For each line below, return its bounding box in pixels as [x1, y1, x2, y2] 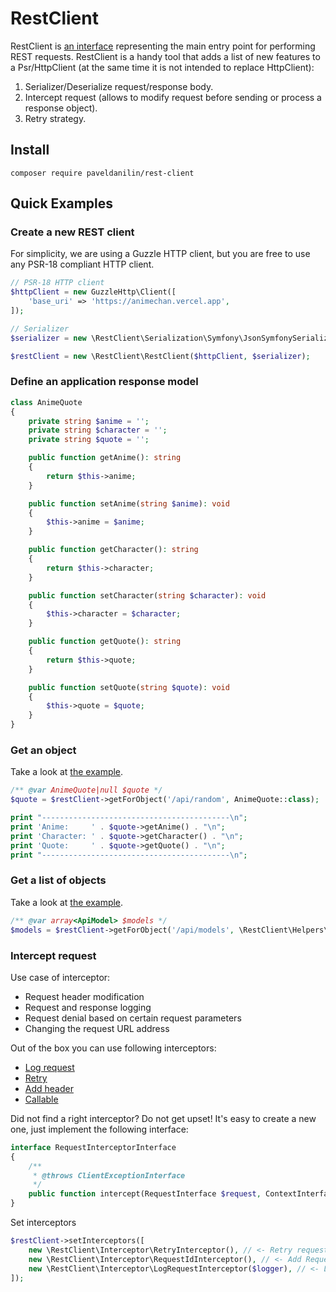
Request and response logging [24, 1001, 152, 1013]
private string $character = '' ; [28, 425, 168, 436]
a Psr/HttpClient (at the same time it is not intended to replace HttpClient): [10, 61, 315, 73]
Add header [24, 1082, 74, 1094]
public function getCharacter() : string [28, 545, 199, 555]
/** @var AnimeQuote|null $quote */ [10, 785, 163, 796]
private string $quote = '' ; [28, 435, 150, 445]
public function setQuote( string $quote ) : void [28, 682, 230, 692]
